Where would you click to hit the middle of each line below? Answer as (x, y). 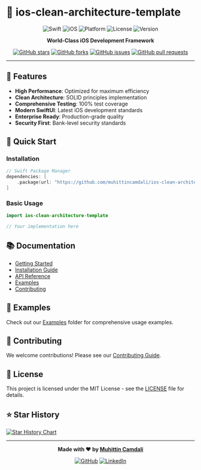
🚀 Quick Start (31, 142)
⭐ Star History (33, 415)
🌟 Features (27, 76)
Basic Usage (25, 203)
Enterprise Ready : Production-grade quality (69, 116)
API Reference (33, 276)
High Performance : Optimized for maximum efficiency (82, 91)
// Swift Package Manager (38, 171)
